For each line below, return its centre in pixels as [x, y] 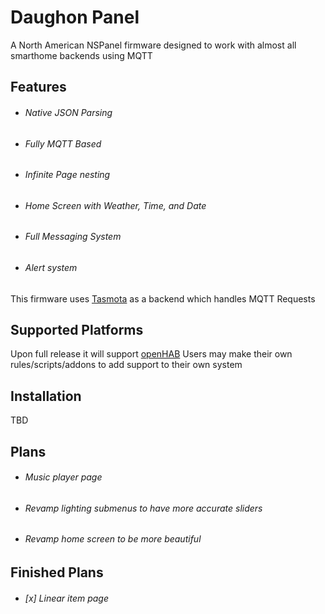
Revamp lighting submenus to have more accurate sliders [143, 508]
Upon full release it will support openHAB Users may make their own [151, 354]
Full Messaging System [73, 237]
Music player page [63, 477]
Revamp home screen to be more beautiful [113, 539]
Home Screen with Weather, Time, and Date [115, 205]
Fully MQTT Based [63, 143]
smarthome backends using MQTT [81, 55]
